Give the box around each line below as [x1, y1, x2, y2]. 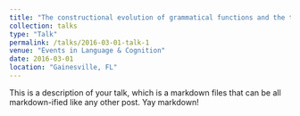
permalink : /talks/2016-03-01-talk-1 [9, 37, 150, 47]
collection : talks [9, 21, 78, 30]
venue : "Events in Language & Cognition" [9, 46, 166, 55]
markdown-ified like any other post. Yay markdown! [9, 96, 199, 107]
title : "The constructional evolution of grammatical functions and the [9, 12, 286, 22]
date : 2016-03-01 [9, 54, 74, 63]
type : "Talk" [9, 29, 58, 38]
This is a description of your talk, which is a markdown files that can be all [9, 87, 281, 98]
